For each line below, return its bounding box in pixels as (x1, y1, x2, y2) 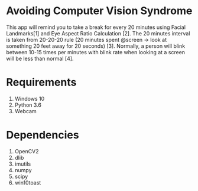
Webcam (14, 107, 37, 114)
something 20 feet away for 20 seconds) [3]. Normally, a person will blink (6, 42, 185, 50)
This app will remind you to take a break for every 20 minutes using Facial (6, 24, 186, 31)
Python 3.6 (14, 101, 41, 108)
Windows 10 (14, 95, 45, 102)
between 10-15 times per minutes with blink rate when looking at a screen (6, 48, 185, 55)
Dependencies (6, 129, 79, 142)
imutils (14, 160, 31, 167)
